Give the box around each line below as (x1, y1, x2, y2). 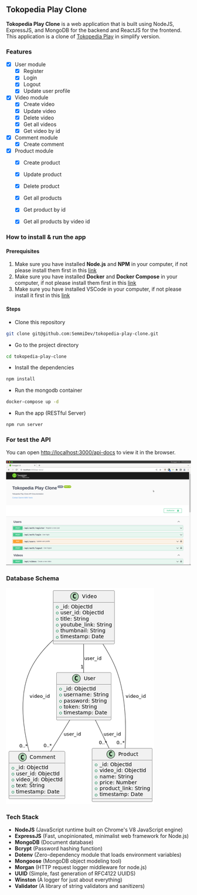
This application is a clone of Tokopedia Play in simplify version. (6, 32, 161, 40)
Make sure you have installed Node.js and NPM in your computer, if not (14, 261, 188, 268)
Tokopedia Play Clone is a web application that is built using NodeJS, (6, 20, 175, 27)
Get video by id (23, 127, 60, 134)
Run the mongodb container (14, 387, 83, 394)
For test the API (6, 435, 51, 444)
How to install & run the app (6, 233, 86, 241)
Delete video (23, 114, 55, 121)
